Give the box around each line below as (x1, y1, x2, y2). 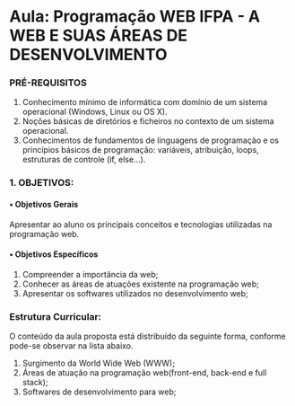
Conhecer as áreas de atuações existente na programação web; (22, 278, 260, 289)
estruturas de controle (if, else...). (22, 154, 146, 165)
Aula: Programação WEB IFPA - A (9, 6, 261, 27)
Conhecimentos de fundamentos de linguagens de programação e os (22, 135, 280, 146)
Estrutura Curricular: (9, 310, 102, 322)
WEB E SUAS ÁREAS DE (9, 25, 188, 46)
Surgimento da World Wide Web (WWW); (22, 357, 175, 369)
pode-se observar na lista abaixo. (9, 340, 134, 351)
